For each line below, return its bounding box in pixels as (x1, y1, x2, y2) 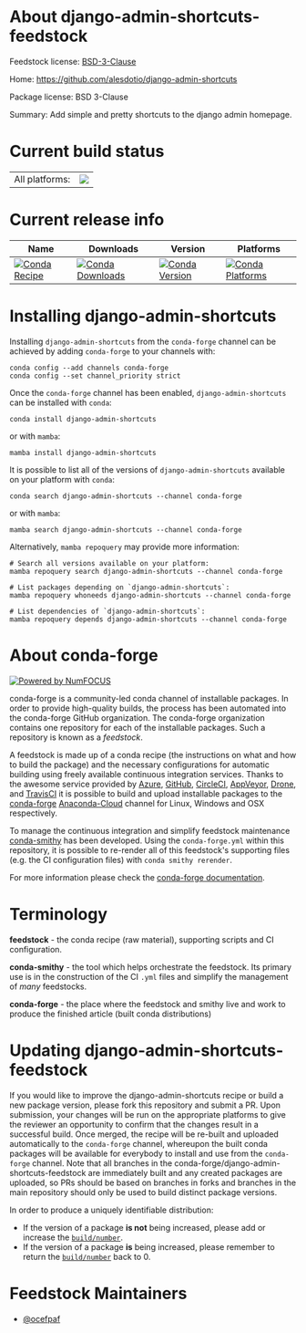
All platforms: (14, 172, 71, 185)
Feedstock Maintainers (9, 1283, 188, 1304)
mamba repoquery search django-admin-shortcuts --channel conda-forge (9, 567, 283, 576)
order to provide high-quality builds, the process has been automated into (9, 703, 287, 713)
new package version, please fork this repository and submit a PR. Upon (9, 1099, 280, 1110)
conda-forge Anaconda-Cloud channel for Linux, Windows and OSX (9, 797, 265, 808)
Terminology (9, 903, 107, 924)
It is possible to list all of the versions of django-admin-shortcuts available (9, 463, 285, 475)
